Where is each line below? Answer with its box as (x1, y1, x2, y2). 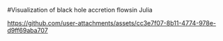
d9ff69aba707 (7, 27, 49, 34)
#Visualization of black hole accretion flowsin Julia (7, 6, 153, 14)
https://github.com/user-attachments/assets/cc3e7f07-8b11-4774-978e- (7, 19, 217, 27)
